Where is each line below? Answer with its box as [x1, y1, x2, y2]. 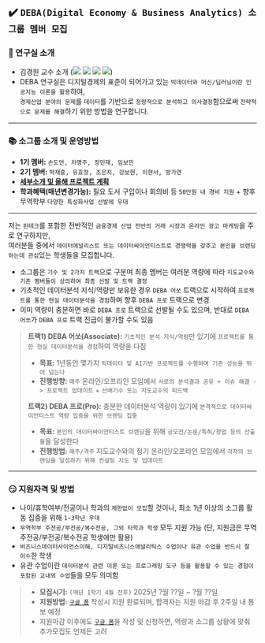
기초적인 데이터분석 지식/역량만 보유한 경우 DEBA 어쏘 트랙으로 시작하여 [19, 285, 237, 295]
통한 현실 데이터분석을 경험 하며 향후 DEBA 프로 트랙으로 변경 [34, 295, 210, 304]
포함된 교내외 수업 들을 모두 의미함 [19, 571, 119, 580]
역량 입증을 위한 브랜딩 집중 [58, 411, 138, 419]
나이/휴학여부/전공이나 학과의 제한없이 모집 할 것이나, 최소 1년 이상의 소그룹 [19, 503, 244, 513]
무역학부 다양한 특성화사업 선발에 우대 [19, 196, 129, 206]
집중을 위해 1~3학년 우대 [28, 513, 100, 522]
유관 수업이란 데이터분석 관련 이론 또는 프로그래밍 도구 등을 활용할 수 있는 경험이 [19, 561, 254, 571]
